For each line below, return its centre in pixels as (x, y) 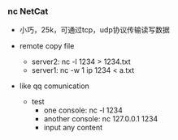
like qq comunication (54, 86)
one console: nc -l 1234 (83, 110)
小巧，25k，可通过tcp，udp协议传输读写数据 (94, 30)
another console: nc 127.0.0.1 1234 (101, 119)
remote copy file (47, 46)
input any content (73, 128)
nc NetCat (28, 11)
